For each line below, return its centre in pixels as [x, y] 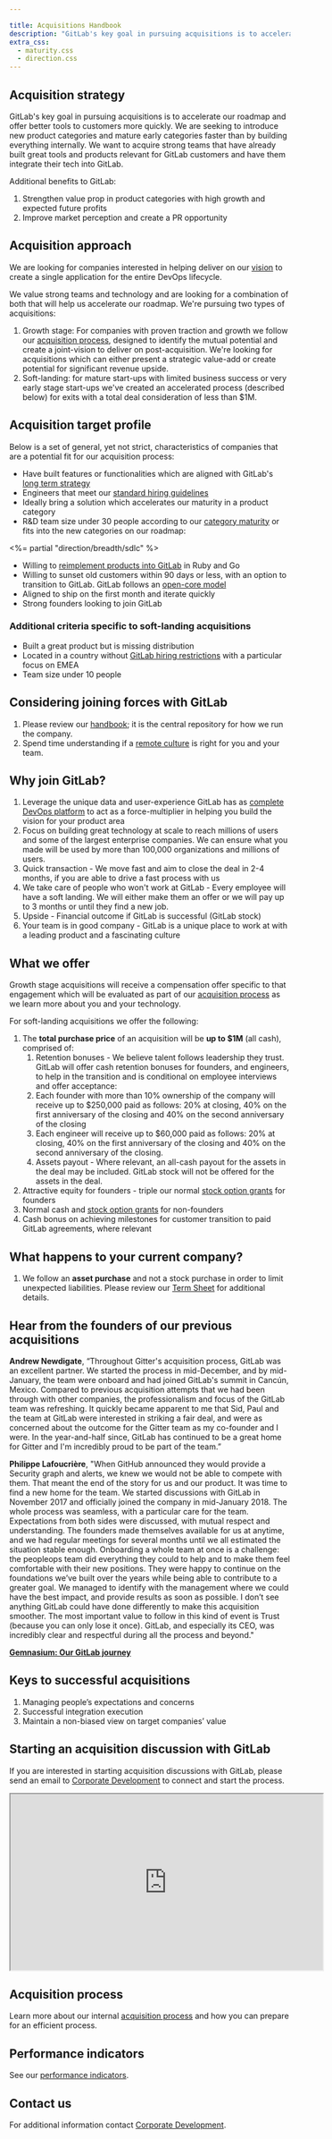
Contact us [41, 2103]
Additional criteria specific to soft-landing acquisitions [130, 626]
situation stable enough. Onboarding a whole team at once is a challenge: [144, 1549]
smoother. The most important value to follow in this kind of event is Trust [145, 1616]
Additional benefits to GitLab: [63, 181]
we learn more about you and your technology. [95, 1004]
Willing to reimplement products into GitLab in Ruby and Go [131, 565]
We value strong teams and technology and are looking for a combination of [149, 294]
